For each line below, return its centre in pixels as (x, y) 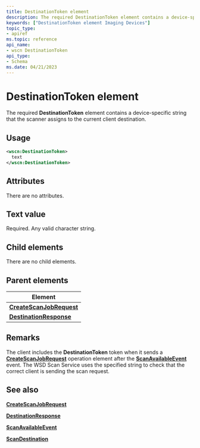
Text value (26, 214)
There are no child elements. (41, 262)
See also (22, 390)
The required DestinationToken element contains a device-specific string (96, 113)
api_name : (18, 45)
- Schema (17, 61)
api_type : (18, 56)
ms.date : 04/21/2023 (32, 67)
